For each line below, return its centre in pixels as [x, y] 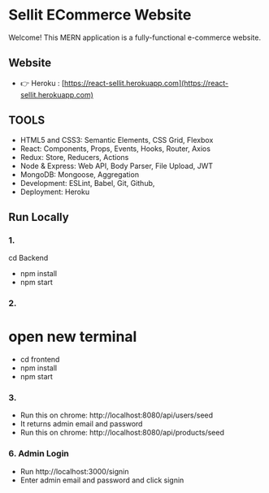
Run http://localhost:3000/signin [74, 471]
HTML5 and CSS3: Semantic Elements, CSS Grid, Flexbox [117, 140]
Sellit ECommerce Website [100, 15]
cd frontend [40, 360]
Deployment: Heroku [55, 192]
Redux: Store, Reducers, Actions [74, 157]
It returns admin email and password [81, 424]
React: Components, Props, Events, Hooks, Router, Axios [115, 149]
